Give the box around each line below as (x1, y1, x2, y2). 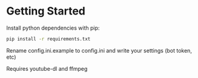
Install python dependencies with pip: (6, 24, 100, 31)
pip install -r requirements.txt (6, 36, 91, 42)
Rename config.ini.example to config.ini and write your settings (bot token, (6, 47, 193, 54)
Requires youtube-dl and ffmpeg (6, 65, 88, 72)
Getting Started (6, 4, 86, 18)
